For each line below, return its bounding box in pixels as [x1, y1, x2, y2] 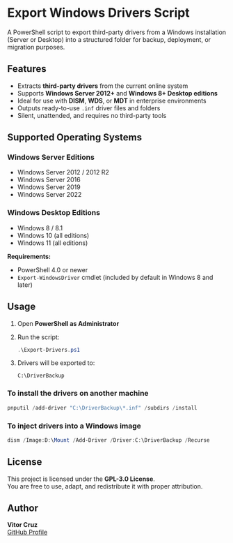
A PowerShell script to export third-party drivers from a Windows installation [7, 28, 227, 36]
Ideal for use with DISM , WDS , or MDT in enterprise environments [17, 96, 207, 105]
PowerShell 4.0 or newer [17, 265, 88, 274]
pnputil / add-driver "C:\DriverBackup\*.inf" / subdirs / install [7, 404, 198, 411]
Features [7, 63, 47, 75]
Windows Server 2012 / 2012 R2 [17, 168, 109, 177]
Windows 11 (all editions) [17, 239, 88, 247]
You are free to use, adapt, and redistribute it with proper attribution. [7, 482, 203, 490]
